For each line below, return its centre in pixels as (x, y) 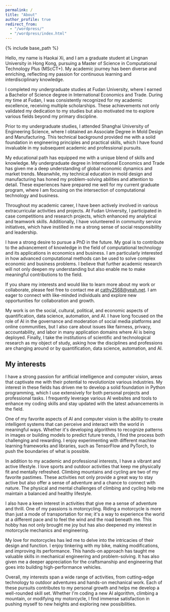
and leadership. (22, 232)
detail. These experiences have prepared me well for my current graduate (82, 185)
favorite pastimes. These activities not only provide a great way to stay (79, 477)
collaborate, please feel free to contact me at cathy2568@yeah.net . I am (81, 290)
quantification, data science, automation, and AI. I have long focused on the (84, 316)
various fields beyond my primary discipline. (52, 116)
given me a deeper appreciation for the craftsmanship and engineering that (84, 562)
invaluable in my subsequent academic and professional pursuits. (74, 148)
